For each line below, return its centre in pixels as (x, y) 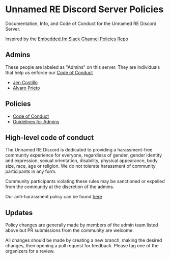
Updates (19, 213)
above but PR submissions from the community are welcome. (69, 230)
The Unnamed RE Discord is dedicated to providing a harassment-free (79, 150)
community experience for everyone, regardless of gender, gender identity (84, 155)
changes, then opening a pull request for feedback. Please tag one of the (82, 246)
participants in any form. (31, 171)
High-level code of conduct (50, 137)
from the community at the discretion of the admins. (60, 187)
